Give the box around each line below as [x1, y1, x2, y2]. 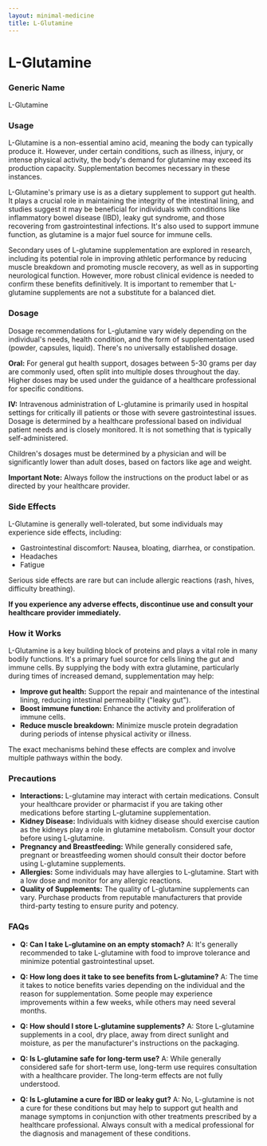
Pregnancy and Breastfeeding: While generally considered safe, [19, 842, 234, 852]
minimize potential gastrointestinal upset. [19, 956, 155, 966]
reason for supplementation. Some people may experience [19, 989, 213, 998]
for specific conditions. [8, 384, 84, 393]
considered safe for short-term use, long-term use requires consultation [19, 1062, 257, 1072]
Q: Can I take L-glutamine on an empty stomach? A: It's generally [19, 939, 238, 949]
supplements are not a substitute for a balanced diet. [42, 288, 217, 298]
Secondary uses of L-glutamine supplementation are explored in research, [8, 245, 253, 255]
